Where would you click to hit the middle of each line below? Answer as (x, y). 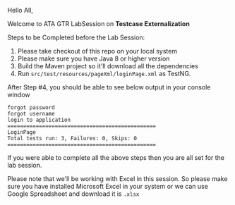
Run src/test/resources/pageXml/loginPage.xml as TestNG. (104, 74)
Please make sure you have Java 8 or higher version (94, 58)
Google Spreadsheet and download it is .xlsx (73, 194)
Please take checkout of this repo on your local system (97, 51)
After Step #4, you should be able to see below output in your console (109, 87)
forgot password (31, 108)
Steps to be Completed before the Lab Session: (76, 37)
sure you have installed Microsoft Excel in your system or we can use (108, 186)
